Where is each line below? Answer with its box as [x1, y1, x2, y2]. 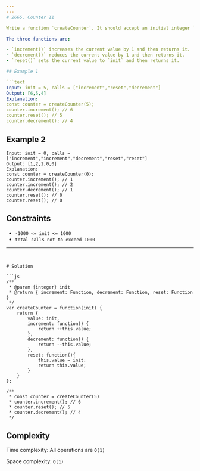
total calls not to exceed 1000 [14, 237, 95, 243]
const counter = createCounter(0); [6, 171, 95, 177]
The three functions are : [6, 36, 70, 42]
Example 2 [6, 135, 46, 145]
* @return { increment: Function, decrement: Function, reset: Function [8, 289, 193, 295]
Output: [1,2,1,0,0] [6, 160, 58, 167]
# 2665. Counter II [6, 14, 55, 20]
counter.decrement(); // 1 [6, 187, 73, 193]
